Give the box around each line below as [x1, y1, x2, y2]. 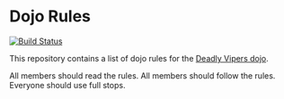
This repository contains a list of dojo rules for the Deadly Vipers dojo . [9, 53, 270, 63]
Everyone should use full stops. [9, 79, 126, 90]
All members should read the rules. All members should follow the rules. [9, 70, 276, 81]
